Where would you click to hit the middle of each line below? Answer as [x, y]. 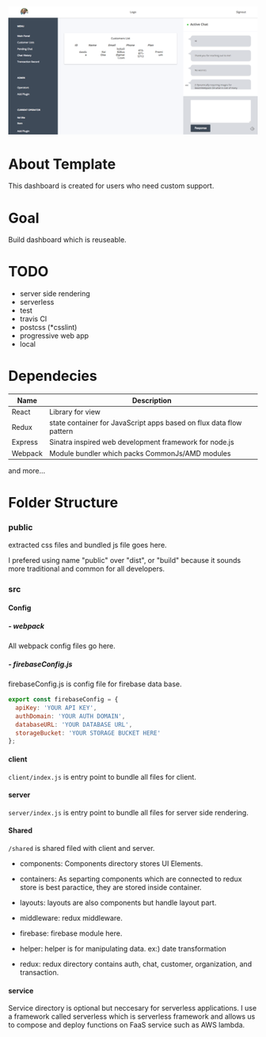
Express [25, 443]
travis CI [33, 319]
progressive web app [54, 336]
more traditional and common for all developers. [86, 568]
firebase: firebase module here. [71, 933]
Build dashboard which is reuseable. [67, 240]
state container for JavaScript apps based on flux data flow [146, 423]
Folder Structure [63, 503]
